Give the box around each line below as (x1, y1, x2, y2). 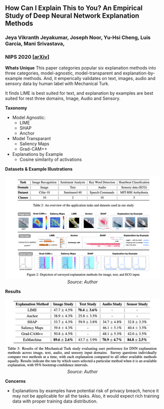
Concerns (5, 378, 26, 384)
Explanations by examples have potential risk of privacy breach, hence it (12, 387, 159, 394)
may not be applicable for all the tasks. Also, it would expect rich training (12, 393, 160, 399)
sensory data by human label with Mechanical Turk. (5, 80, 109, 86)
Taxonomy (5, 105, 27, 111)
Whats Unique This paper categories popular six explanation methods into (5, 65, 156, 71)
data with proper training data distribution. (12, 398, 98, 404)
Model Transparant (12, 135, 51, 141)
